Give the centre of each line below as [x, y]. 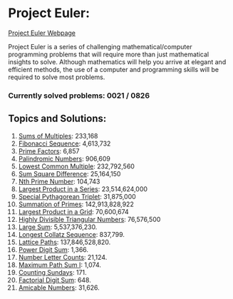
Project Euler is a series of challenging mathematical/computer [100, 46]
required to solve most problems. [57, 77]
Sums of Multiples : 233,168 [58, 136]
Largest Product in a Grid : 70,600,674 [73, 211]
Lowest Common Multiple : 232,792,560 [76, 166]
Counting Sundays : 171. [53, 272]
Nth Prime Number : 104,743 [59, 181]
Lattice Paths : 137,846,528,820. [64, 242]
